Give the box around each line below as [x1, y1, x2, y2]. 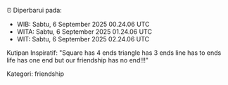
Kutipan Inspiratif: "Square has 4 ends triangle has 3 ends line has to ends [6, 48, 222, 57]
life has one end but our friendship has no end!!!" [6, 56, 149, 64]
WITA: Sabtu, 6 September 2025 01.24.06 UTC [16, 27, 153, 36]
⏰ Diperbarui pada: [6, 6, 63, 14]
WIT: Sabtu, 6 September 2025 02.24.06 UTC [16, 35, 150, 43]
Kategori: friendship [6, 70, 65, 78]
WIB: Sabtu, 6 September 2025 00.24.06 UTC [16, 20, 150, 28]
